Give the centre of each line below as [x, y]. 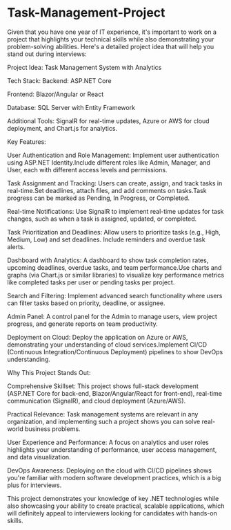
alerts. [16, 246]
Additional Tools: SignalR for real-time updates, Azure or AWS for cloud [108, 121]
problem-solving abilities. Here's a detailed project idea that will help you [111, 46]
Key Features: [27, 141]
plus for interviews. [34, 485]
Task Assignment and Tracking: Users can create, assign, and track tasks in [115, 183]
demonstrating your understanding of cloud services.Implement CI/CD [107, 345]
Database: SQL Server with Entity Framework [71, 107]
